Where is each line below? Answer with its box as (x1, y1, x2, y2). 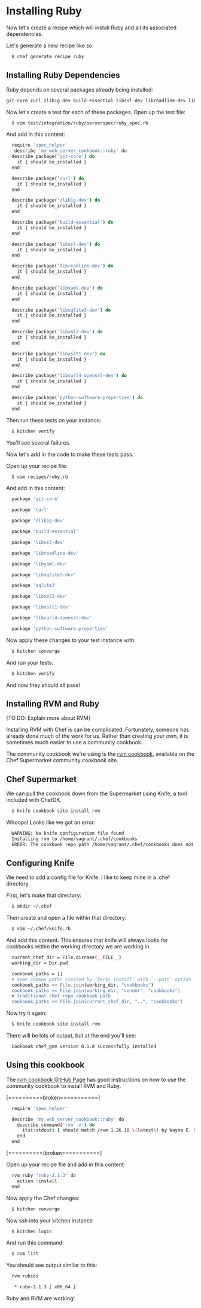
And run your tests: (6, 659, 54, 666)
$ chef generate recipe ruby (11, 53, 84, 59)
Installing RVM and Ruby (6, 698, 100, 708)
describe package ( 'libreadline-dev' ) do (11, 263, 114, 269)
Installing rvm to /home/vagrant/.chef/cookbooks (11, 836, 138, 842)
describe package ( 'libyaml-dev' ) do (11, 285, 103, 291)
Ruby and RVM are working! (6, 1295, 75, 1302)
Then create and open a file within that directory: (6, 914, 127, 921)
